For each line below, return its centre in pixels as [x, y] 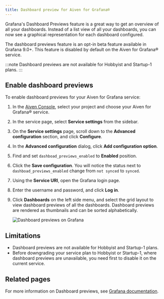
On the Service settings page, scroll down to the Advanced [74, 131]
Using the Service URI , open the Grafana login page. [66, 181]
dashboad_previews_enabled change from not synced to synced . [76, 171]
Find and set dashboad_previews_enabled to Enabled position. [75, 156]
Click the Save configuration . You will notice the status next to [77, 166]
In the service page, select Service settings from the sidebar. [76, 122]
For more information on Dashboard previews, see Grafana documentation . [82, 291]
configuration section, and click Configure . [57, 137]
